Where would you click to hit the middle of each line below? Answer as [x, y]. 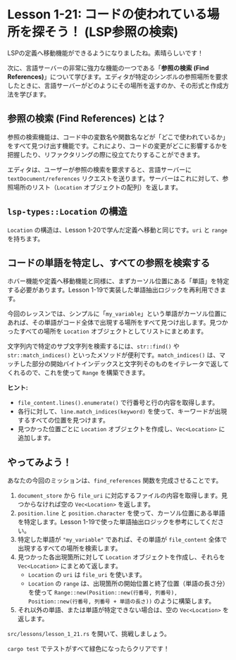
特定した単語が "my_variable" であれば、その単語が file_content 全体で [122, 540]
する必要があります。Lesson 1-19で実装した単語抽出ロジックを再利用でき [114, 290]
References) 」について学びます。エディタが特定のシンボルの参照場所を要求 [118, 76]
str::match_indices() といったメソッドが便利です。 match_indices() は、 [113, 355]
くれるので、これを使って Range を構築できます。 [78, 373]
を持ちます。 [26, 238]
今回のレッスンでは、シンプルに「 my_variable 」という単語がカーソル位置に [117, 313]
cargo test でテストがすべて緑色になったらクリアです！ [88, 649]
